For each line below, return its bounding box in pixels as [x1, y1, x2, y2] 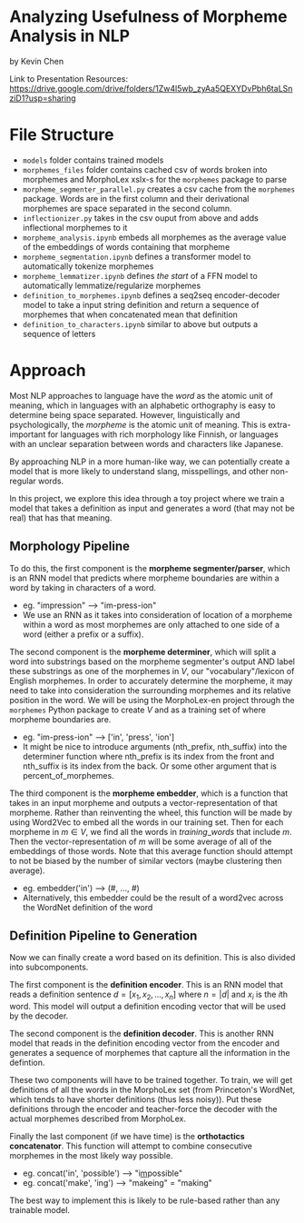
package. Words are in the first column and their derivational [22, 193, 250, 204]
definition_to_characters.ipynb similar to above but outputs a [22, 318, 259, 329]
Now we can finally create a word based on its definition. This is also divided [9, 952, 296, 963]
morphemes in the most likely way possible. [9, 1150, 173, 1161]
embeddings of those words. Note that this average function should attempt [9, 845, 293, 856]
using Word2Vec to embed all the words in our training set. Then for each [9, 816, 284, 828]
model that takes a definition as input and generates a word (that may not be [9, 502, 295, 513]
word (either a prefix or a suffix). [22, 629, 144, 640]
